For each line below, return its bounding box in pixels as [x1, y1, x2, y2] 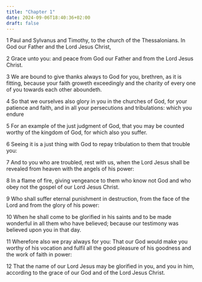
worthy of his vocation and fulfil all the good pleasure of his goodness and [6, 244, 192, 252]
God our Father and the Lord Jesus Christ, [6, 43, 112, 50]
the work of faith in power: [6, 251, 73, 258]
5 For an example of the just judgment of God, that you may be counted [6, 123, 184, 130]
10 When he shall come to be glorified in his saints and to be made [6, 213, 172, 221]
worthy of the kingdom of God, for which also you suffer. [6, 129, 148, 136]
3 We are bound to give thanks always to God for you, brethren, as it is [6, 73, 182, 81]
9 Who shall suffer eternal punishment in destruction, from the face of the [6, 195, 190, 203]
